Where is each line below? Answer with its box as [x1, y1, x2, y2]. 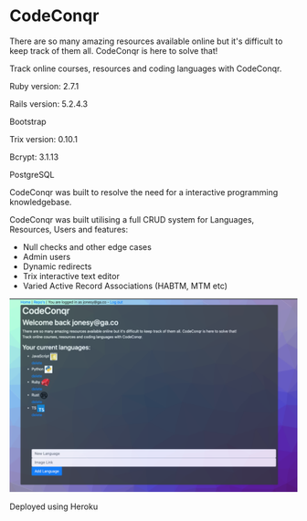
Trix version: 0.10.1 [9, 133, 79, 144]
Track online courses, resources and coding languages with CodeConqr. [9, 63, 282, 74]
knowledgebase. [9, 196, 72, 207]
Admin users [22, 251, 71, 262]
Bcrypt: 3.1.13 [9, 151, 59, 162]
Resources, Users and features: [9, 224, 129, 234]
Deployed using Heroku [9, 501, 99, 512]
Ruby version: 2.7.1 [9, 80, 79, 91]
